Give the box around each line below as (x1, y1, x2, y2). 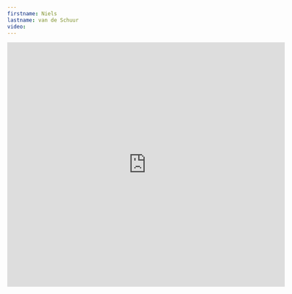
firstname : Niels (7, 10, 58, 17)
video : (7, 23, 26, 30)
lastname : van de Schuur (7, 17, 79, 24)
